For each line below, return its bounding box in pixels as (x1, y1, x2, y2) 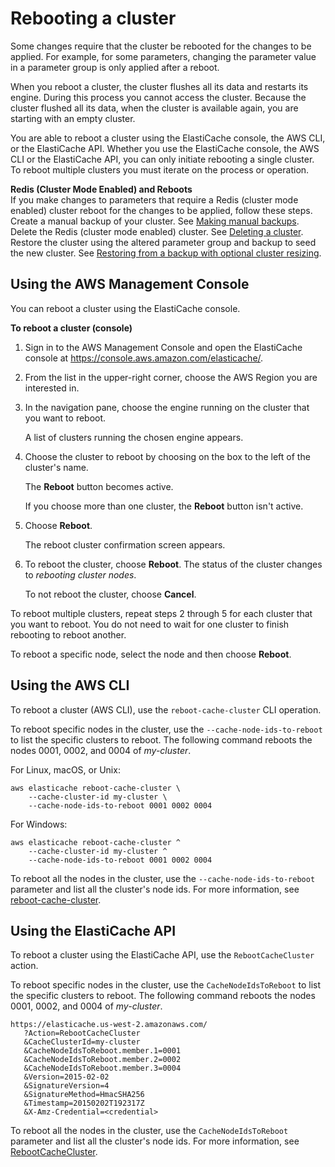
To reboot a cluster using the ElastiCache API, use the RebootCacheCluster (10, 949, 315, 961)
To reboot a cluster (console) (10, 322, 133, 334)
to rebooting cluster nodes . (24, 568, 137, 581)
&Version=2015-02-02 (23, 1072, 110, 1082)
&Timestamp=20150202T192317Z (23, 1098, 145, 1109)
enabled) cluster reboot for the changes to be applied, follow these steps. (10, 204, 313, 216)
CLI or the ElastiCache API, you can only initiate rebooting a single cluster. (10, 153, 315, 165)
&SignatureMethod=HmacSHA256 (23, 1090, 145, 1100)
